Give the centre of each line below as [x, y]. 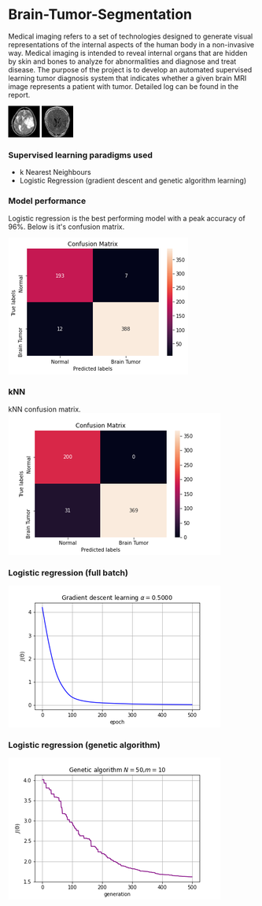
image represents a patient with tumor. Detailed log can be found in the [123, 86]
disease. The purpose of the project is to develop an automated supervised [130, 69]
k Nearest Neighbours [55, 172]
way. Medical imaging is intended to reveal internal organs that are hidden [128, 53]
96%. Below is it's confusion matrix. [66, 227]
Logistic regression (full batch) [68, 572]
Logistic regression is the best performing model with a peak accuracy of [127, 218]
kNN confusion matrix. [44, 409]
